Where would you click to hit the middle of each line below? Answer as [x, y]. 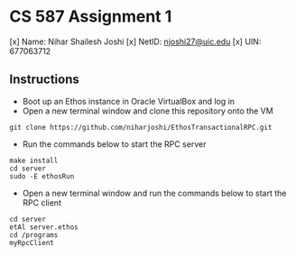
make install [34, 160]
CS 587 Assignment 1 [91, 17]
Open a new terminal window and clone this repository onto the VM [148, 111]
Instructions [44, 80]
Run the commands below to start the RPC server [114, 144]
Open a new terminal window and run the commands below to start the [154, 193]
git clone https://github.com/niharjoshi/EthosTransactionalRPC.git [141, 127]
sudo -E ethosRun [42, 176]
